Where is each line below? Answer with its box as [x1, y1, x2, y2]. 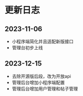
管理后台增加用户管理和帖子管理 [11, 86, 78, 92]
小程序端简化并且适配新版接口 [11, 38, 73, 44]
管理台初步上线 [11, 45, 43, 50]
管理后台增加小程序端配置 [11, 79, 65, 85]
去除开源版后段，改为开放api [11, 73, 71, 79]
